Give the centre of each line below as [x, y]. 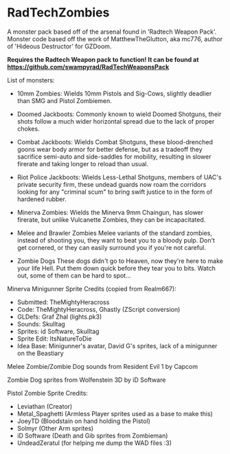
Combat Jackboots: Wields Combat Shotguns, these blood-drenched [115, 141]
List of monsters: [31, 80]
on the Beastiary [40, 353]
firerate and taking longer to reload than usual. [83, 163]
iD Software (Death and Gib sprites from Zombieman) [92, 435]
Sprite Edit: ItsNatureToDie [54, 339]
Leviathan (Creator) [45, 406]
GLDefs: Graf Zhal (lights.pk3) [59, 317]
